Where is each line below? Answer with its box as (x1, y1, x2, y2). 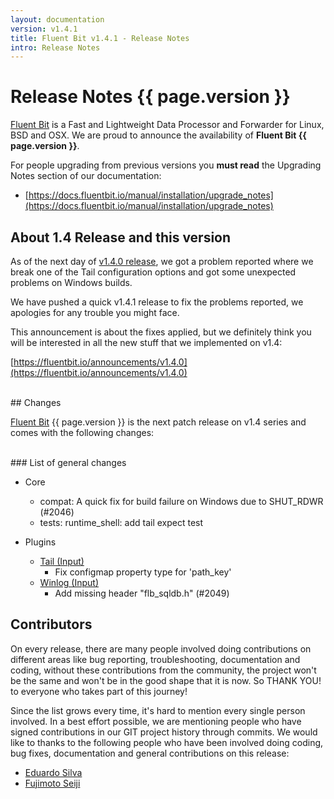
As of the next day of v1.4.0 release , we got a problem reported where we (10, 256, 314, 267)
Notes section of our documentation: (10, 170, 162, 182)
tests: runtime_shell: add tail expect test (39, 517, 204, 528)
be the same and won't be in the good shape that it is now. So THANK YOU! (10, 674, 322, 686)
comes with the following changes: (10, 427, 155, 438)
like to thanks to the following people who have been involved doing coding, (10, 736, 324, 748)
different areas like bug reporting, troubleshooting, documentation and (10, 653, 301, 665)
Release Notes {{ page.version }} (10, 86, 291, 108)
